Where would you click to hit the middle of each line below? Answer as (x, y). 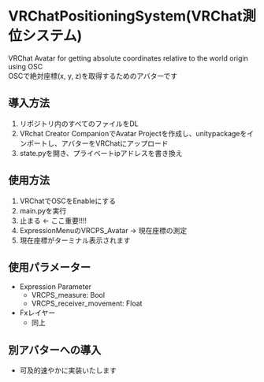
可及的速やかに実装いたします (68, 370)
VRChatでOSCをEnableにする (68, 201)
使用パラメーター (50, 267)
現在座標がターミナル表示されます (75, 240)
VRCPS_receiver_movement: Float (87, 303)
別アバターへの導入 (55, 350)
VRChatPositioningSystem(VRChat (125, 16)
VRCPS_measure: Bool (68, 295)
